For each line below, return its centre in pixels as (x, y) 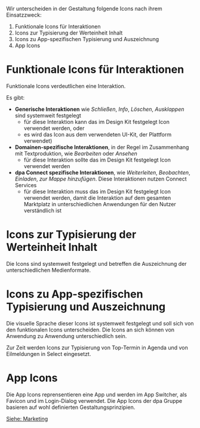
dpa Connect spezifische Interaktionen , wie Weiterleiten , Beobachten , (102, 172)
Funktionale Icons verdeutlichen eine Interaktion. (66, 86)
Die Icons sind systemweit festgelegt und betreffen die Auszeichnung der (96, 263)
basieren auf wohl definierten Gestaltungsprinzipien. (71, 407)
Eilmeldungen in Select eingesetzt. (49, 353)
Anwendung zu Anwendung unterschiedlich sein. (67, 336)
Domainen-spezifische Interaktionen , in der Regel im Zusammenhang (102, 147)
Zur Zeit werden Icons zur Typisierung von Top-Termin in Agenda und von (97, 348)
